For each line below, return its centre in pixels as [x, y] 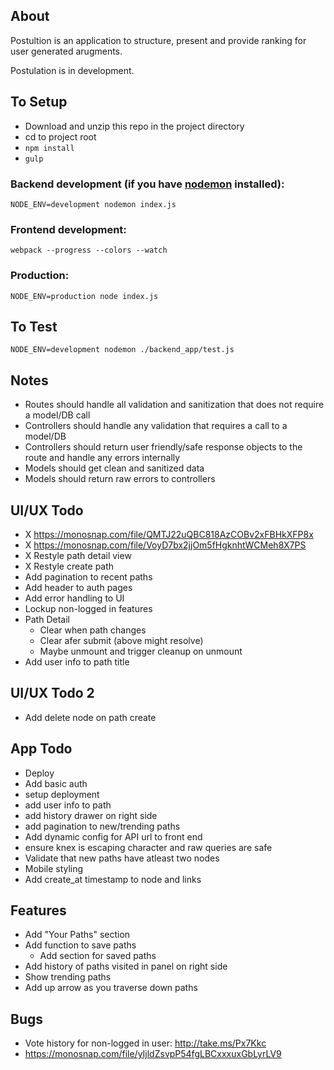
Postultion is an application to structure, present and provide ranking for [158, 40]
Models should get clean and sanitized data [114, 468]
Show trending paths [68, 977]
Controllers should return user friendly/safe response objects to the [163, 447]
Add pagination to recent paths [88, 576]
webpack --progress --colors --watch [89, 250]
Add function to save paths [80, 945]
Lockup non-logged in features [88, 608]
